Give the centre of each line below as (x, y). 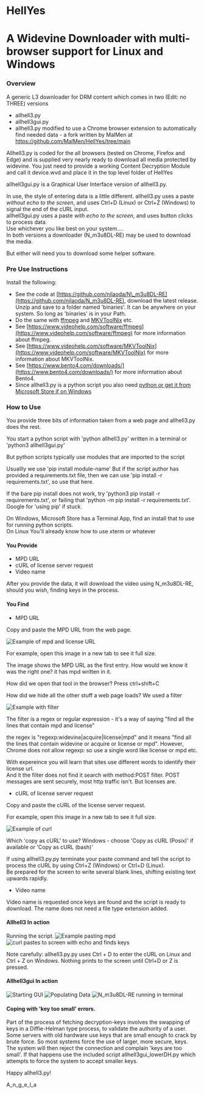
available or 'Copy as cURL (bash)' (50, 847)
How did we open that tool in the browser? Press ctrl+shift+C (83, 683)
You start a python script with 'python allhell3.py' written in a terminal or (97, 439)
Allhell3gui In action (32, 981)
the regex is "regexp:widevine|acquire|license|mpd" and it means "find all (99, 737)
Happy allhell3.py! (29, 1073)
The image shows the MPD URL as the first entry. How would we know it (97, 665)
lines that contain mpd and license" (51, 725)
